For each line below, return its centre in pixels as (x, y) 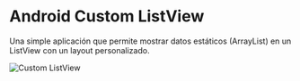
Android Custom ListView (107, 16)
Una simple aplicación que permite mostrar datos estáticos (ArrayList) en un (150, 41)
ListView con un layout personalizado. (79, 50)
